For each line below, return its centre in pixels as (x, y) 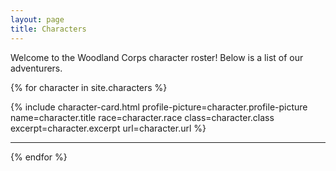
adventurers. (36, 68)
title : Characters (48, 29)
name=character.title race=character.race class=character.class (142, 117)
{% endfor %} (39, 157)
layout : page (37, 19)
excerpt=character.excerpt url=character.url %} (108, 128)
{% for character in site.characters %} (89, 87)
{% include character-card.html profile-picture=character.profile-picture (159, 107)
